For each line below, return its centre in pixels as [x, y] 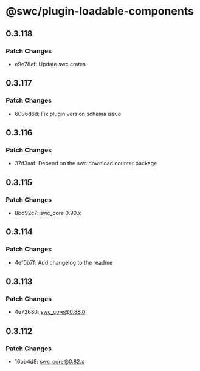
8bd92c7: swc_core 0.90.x [48, 213]
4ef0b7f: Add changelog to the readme [64, 262]
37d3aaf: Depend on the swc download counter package [86, 163]
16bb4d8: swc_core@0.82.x [49, 362]
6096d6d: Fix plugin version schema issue [68, 114]
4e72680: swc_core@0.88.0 [50, 312]
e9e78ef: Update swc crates [50, 64]
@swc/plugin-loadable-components [100, 11]
